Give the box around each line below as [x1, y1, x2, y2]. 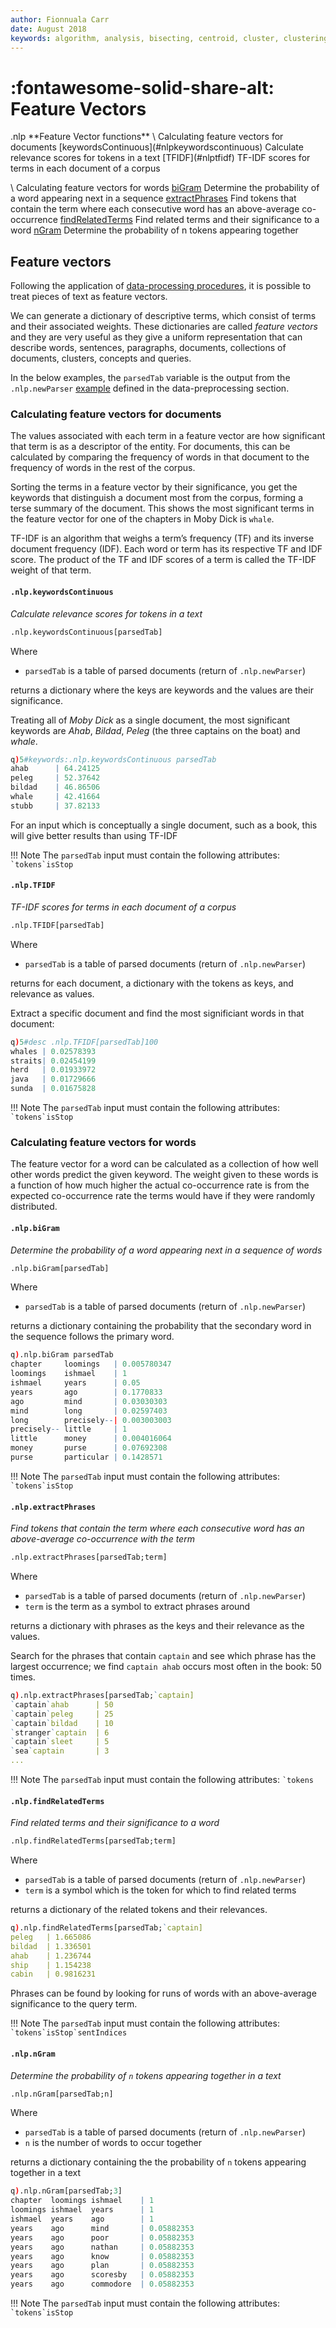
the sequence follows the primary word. [10, 1331, 175, 1343]
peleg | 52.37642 [10, 773, 101, 783]
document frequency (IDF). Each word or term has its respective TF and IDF [10, 543, 323, 555]
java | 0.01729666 [10, 1074, 97, 1085]
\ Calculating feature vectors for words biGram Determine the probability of [10, 182, 320, 194]
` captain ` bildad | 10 [10, 1718, 114, 1728]
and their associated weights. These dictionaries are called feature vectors [10, 321, 318, 333]
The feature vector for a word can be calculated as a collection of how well [10, 1158, 319, 1170]
